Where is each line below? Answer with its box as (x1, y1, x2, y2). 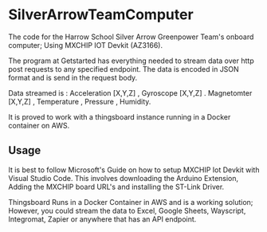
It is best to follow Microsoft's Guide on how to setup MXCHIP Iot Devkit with (8, 165, 260, 175)
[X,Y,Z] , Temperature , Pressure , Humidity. (8, 96, 151, 106)
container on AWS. (8, 120, 70, 130)
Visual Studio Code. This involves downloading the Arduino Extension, (8, 173, 239, 183)
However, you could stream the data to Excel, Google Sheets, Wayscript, (8, 206, 246, 215)
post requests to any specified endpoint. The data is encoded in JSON (8, 64, 239, 73)
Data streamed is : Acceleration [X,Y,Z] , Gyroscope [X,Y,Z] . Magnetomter (8, 88, 253, 97)
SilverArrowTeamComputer (8, 6, 194, 24)
